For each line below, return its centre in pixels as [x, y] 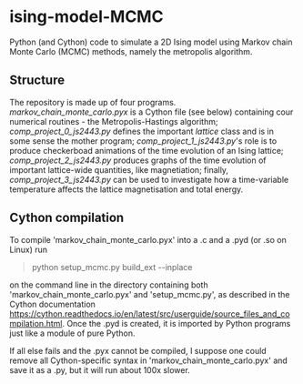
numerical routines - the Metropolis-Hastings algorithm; [114, 121]
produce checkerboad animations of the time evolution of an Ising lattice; [146, 150]
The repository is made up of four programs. [93, 102]
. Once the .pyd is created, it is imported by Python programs [177, 323]
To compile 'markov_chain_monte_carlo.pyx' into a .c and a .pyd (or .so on [148, 239]
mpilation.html [36, 323]
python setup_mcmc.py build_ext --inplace [112, 267]
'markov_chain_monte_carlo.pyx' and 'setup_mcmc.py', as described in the [150, 294]
